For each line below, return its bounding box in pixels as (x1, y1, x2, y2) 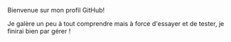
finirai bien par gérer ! (7, 27, 71, 35)
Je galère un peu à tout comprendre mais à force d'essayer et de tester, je (7, 20, 225, 27)
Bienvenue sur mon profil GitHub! (7, 6, 105, 14)
